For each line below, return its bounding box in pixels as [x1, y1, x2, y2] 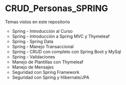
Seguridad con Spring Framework [12, 69, 80, 75]
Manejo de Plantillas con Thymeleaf [12, 59, 84, 65]
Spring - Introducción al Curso [12, 28, 73, 34]
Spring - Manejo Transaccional [12, 43, 74, 49]
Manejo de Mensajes [12, 64, 54, 70]
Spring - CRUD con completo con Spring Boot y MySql [12, 49, 121, 55]
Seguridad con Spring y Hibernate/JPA [12, 74, 90, 80]
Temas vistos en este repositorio [5, 19, 70, 25]
